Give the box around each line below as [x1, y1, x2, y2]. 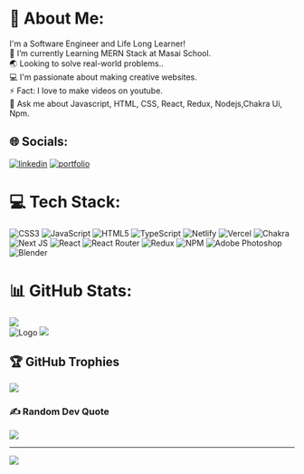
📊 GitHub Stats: [9, 280, 133, 301]
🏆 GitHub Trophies [9, 354, 120, 370]
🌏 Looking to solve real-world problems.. [9, 58, 165, 69]
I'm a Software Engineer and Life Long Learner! [9, 38, 185, 49]
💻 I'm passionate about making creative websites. [9, 72, 197, 82]
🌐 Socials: [9, 134, 69, 150]
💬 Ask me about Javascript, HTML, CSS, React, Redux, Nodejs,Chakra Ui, [9, 98, 283, 109]
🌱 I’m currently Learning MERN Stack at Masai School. [9, 47, 212, 58]
